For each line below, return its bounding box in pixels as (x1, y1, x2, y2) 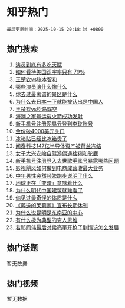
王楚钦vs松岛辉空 (15, 105, 58, 113)
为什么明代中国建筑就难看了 (15, 187, 83, 194)
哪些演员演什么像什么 (15, 83, 67, 90)
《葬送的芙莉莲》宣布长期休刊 (15, 201, 88, 208)
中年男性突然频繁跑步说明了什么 (15, 172, 93, 179)
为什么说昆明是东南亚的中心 (15, 208, 83, 216)
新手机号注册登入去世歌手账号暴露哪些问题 (15, 157, 119, 164)
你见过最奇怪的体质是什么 (15, 194, 78, 201)
